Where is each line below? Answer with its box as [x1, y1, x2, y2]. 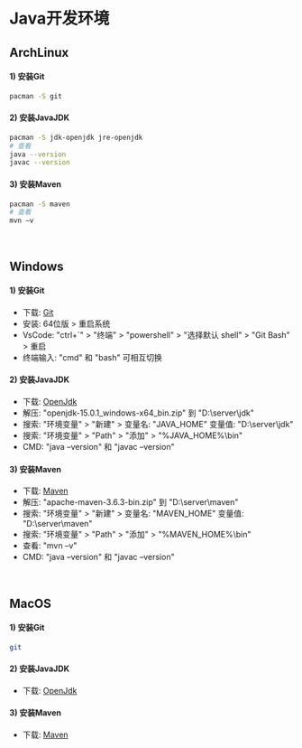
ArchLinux [9, 44, 69, 60]
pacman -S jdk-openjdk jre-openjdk [9, 133, 143, 142]
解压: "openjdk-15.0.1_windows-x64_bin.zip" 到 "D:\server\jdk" [22, 407, 254, 418]
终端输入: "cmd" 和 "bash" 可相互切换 [22, 351, 162, 362]
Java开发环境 [9, 8, 110, 29]
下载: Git [22, 306, 54, 317]
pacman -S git [9, 91, 63, 100]
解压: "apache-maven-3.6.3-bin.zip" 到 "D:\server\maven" [22, 497, 239, 508]
